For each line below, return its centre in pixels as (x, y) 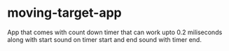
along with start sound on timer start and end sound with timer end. (104, 39)
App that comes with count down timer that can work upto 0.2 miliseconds (115, 32)
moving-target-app (64, 13)
